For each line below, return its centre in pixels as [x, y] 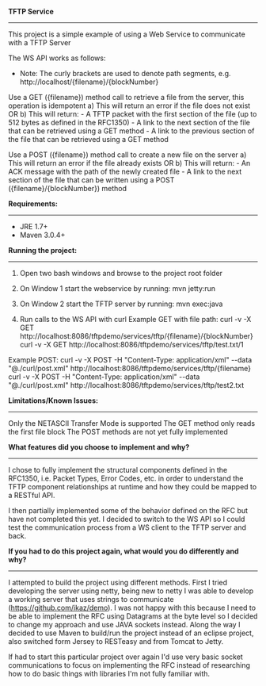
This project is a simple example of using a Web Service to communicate [127, 34]
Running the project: [43, 250]
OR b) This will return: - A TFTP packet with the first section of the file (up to [133, 114]
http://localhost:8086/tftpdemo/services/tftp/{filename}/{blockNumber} [136, 336]
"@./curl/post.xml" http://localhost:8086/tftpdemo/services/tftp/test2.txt [126, 385]
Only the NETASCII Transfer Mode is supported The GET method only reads [132, 423]
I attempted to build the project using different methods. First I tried [118, 583]
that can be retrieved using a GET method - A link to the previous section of [131, 131]
